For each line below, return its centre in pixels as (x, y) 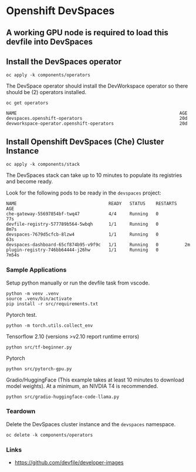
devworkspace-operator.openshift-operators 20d (97, 124)
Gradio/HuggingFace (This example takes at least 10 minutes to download (95, 380)
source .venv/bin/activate (39, 299)
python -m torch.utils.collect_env (50, 325)
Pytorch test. (21, 314)
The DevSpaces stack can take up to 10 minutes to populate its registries (94, 175)
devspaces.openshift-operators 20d (97, 119)
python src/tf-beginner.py (39, 347)
